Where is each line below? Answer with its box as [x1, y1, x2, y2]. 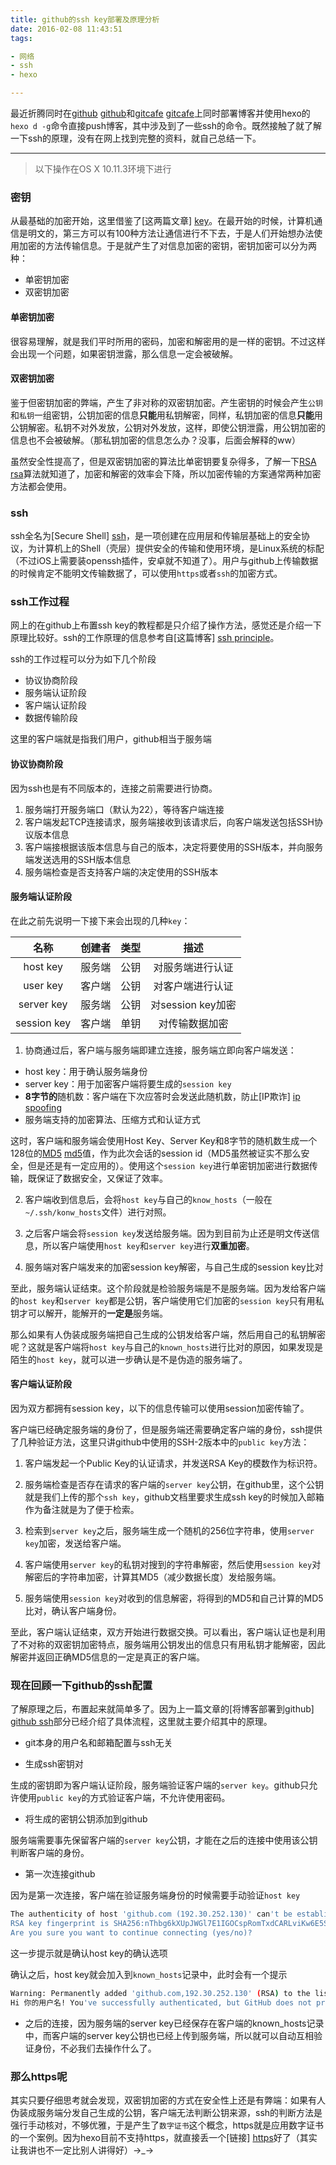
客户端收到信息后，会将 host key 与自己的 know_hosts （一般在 [24, 1193, 273, 1205]
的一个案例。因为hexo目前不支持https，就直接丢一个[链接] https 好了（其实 [10, 2131, 318, 2143]
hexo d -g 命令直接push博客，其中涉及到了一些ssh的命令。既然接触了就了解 [10, 120, 323, 131]
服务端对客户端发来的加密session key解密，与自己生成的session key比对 [24, 1261, 324, 1273]
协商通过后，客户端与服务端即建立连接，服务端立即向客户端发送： [24, 1044, 297, 1056]
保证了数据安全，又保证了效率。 [36, 1172, 168, 1184]
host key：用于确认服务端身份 [24, 1065, 148, 1077]
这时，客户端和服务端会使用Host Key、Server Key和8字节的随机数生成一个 [10, 1134, 318, 1146]
